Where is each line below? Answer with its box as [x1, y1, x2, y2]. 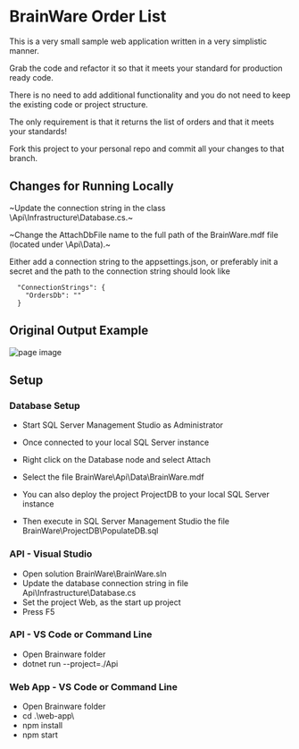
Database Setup [9, 399, 80, 412]
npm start [21, 729, 58, 740]
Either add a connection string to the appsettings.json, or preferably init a [9, 256, 278, 267]
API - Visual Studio [9, 548, 93, 560]
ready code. [9, 72, 54, 82]
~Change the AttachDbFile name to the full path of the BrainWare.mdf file [9, 229, 278, 240]
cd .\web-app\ [21, 711, 75, 721]
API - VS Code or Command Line [9, 628, 153, 641]
